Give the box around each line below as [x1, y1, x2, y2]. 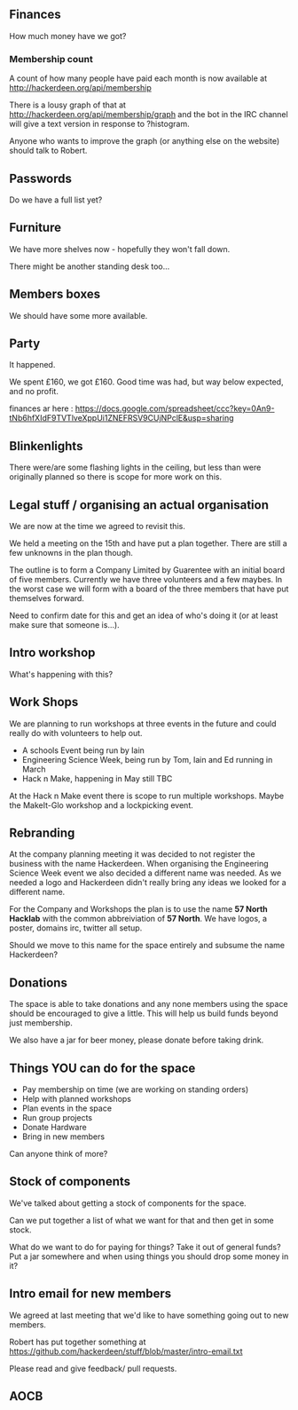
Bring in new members [21, 1131, 105, 1142]
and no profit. [9, 386, 59, 397]
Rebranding [9, 826, 75, 840]
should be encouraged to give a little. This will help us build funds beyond [9, 1008, 278, 1019]
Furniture [9, 220, 62, 235]
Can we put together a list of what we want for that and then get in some [9, 1215, 274, 1225]
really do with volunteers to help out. [9, 727, 144, 738]
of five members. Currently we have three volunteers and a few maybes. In [9, 574, 283, 584]
